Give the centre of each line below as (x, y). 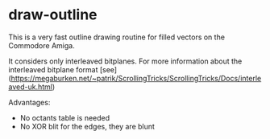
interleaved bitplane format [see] (63, 69)
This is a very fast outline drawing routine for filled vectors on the (117, 37)
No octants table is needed (65, 117)
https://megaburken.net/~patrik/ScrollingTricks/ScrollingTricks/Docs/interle (136, 78)
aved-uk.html (30, 87)
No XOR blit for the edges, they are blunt (87, 126)
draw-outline (53, 15)
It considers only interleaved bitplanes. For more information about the (125, 61)
